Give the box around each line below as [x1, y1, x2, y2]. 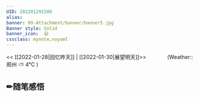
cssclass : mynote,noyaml [6, 36, 68, 42]
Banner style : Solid [6, 25, 58, 32]
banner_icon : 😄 [6, 31, 49, 37]
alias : [6, 14, 23, 20]
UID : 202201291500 [6, 8, 52, 15]
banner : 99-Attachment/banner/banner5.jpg [6, 20, 114, 26]
